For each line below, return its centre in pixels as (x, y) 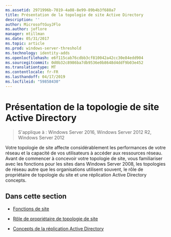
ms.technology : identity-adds (38, 53)
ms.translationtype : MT (31, 67)
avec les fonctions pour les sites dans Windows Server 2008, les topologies (85, 164)
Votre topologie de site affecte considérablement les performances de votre (85, 147)
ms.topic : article (25, 44)
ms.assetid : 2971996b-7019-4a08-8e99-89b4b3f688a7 (61, 10)
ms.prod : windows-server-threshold (43, 48)
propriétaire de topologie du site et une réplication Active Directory (76, 174)
